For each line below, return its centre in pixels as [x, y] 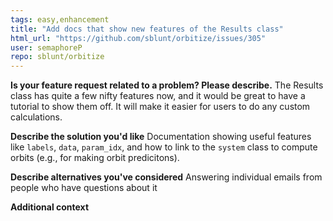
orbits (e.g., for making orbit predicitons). [95, 158]
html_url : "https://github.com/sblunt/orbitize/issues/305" [138, 38]
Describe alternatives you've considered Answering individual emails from [166, 177]
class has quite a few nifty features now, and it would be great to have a [158, 96]
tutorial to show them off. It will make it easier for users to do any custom [160, 107]
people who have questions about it [84, 188]
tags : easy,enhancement [60, 19]
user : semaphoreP [46, 47]
